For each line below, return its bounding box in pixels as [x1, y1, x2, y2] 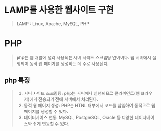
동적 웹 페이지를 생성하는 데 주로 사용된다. [29, 60, 109, 66]
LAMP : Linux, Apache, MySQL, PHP [16, 20, 89, 27]
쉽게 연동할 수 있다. [33, 120, 70, 127]
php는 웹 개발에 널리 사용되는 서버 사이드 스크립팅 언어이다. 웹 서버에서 [16, 55, 152, 60]
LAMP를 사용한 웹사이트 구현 [4, 4, 114, 16]
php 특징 [4, 76, 30, 85]
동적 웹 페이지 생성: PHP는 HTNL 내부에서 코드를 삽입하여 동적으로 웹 [23, 102, 156, 108]
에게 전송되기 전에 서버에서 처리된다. [29, 96, 98, 102]
